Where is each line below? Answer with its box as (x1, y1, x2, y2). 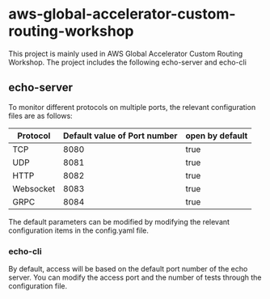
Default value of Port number (63, 130, 178, 141)
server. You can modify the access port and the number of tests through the (8, 272, 262, 283)
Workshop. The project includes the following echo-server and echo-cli (8, 57, 247, 67)
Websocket (12, 183, 56, 194)
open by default (185, 130, 248, 141)
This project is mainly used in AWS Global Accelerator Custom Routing (8, 48, 243, 58)
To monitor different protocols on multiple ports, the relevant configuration (8, 102, 256, 112)
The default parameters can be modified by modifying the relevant (8, 217, 230, 226)
